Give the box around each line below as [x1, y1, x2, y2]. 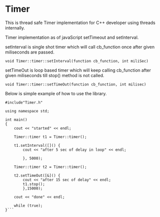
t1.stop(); [23, 182, 45, 187]
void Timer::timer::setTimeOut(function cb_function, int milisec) [5, 82, 147, 87]
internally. [5, 25, 26, 30]
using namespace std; [5, 108, 50, 113]
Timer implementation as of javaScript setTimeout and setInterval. [5, 34, 139, 40]
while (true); [14, 203, 43, 208]
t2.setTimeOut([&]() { [14, 173, 61, 178]
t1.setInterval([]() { [14, 143, 61, 148]
